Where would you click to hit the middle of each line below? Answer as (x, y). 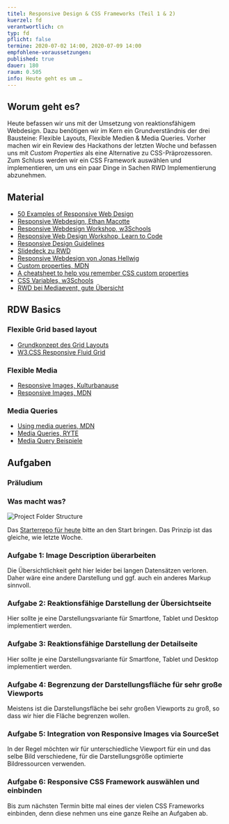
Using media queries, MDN (56, 426)
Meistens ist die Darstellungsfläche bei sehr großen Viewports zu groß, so (113, 708)
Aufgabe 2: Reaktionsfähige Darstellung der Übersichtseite (110, 603)
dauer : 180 (23, 65)
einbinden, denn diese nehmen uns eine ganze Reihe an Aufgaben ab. (108, 813)
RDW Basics (34, 310)
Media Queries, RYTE (48, 433)
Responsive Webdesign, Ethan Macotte (73, 221)
